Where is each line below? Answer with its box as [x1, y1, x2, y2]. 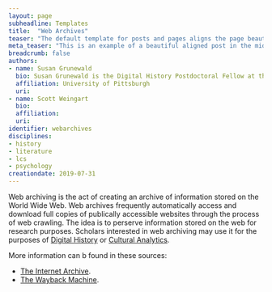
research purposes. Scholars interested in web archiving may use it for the [8, 226, 257, 235]
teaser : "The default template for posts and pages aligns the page [8, 34, 244, 43]
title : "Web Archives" [8, 27, 89, 35]
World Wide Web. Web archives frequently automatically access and [8, 201, 237, 210]
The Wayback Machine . [19, 275, 100, 284]
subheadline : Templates [8, 19, 89, 28]
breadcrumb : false [8, 49, 70, 57]
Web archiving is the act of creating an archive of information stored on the [8, 192, 259, 201]
